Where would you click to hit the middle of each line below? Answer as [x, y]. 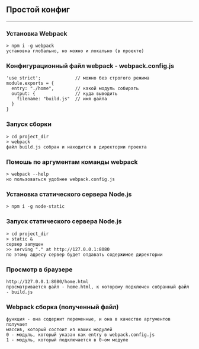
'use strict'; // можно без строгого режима [78, 78]
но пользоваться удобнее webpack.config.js [61, 179]
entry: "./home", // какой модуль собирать [75, 88]
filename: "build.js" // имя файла [62, 99]
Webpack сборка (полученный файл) [62, 307]
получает [17, 325]
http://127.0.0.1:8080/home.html [47, 281]
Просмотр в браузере [39, 269]
